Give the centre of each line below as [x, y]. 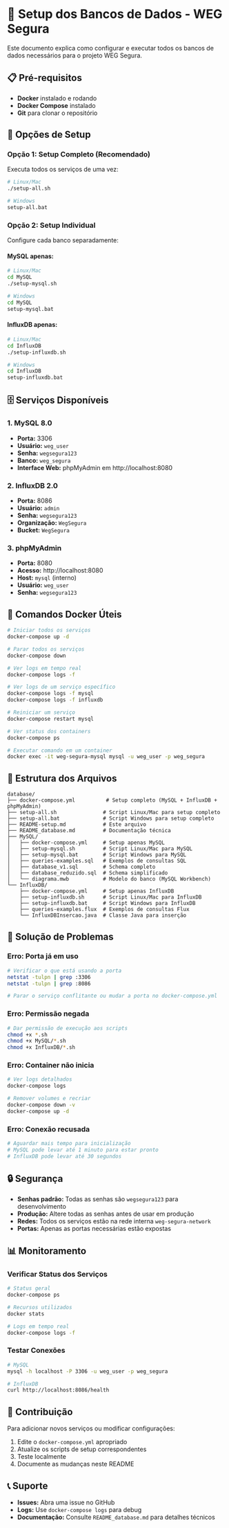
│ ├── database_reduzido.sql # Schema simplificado [88, 873]
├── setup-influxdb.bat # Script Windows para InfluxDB [108, 904]
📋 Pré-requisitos [45, 78]
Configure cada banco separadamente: [63, 240]
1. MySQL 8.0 [30, 423]
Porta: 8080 [35, 563]
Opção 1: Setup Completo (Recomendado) [79, 154]
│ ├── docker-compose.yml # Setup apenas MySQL [86, 843]
